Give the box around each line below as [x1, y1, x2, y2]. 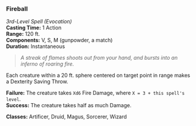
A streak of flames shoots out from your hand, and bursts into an [20, 55, 178, 62]
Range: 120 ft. [6, 30, 40, 38]
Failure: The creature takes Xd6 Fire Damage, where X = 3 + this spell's [6, 90, 185, 97]
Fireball [6, 5, 28, 13]
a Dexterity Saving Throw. [6, 78, 68, 85]
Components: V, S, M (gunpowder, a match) [6, 37, 113, 44]
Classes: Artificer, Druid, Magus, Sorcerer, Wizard [6, 113, 127, 120]
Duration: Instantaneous [6, 43, 66, 50]
